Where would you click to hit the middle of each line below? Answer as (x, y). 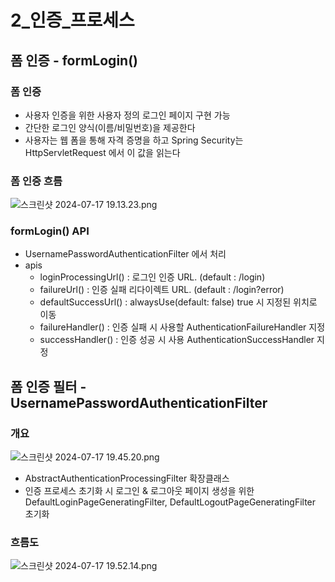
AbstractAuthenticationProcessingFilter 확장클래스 (127, 478)
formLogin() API (50, 231)
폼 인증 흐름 (36, 181)
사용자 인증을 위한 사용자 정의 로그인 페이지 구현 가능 (127, 115)
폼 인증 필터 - (48, 386)
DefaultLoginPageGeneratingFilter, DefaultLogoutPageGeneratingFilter (170, 502)
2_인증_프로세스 (72, 20)
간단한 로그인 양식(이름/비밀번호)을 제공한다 (110, 127)
